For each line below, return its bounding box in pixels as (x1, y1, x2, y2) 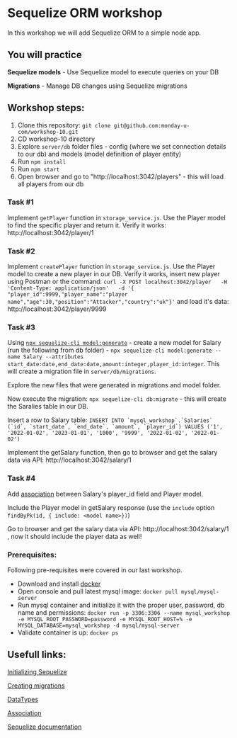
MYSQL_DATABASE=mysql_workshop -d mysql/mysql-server (17, 622, 180, 630)
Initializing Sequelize (7, 667, 67, 676)
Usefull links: (7, 649, 67, 661)
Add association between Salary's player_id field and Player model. (7, 489, 204, 498)
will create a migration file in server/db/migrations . (7, 367, 156, 376)
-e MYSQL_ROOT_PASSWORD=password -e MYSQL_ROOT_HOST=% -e (17, 616, 192, 623)
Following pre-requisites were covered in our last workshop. (7, 566, 183, 574)
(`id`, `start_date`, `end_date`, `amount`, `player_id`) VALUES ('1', (7, 424, 223, 431)
